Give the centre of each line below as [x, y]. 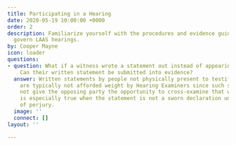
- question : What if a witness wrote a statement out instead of [105, 66]
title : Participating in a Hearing [59, 14]
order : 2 [20, 27]
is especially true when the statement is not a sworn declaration [120, 99]
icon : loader [26, 53]
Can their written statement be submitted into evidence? [106, 72]
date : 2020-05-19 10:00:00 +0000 [56, 20]
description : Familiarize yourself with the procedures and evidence [111, 33]
